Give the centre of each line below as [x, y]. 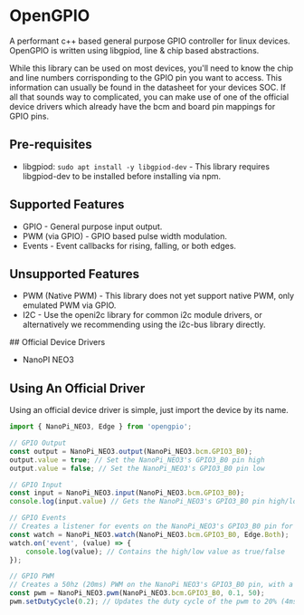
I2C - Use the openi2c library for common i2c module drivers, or [142, 315]
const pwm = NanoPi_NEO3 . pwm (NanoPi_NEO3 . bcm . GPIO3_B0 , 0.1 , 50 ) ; [137, 593]
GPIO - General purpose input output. [92, 226]
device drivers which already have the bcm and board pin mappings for [142, 106]
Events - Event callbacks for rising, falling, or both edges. [129, 245]
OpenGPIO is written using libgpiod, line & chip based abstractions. [134, 50]
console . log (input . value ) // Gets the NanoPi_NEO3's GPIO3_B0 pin [137, 502]
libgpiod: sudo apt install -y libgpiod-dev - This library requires [146, 166]
